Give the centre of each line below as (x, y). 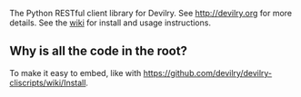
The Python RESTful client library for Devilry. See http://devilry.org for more (151, 13)
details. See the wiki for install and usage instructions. (110, 23)
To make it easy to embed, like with (75, 73)
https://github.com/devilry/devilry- (208, 73)
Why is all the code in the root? (99, 51)
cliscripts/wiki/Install (48, 82)
